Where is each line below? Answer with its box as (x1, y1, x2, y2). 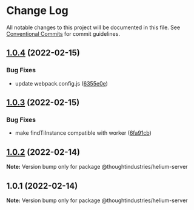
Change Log (6, 4, 69, 18)
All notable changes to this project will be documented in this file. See (6, 24, 181, 31)
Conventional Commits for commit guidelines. (6, 30, 120, 37)
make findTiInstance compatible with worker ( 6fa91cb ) (15, 129, 152, 137)
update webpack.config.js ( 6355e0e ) (15, 80, 108, 87)
